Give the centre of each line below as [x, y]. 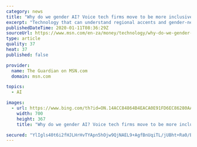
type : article [23, 38]
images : [16, 103]
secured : [17, 135]
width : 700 [30, 113]
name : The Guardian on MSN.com [50, 71]
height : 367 [31, 119]
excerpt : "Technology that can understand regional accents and [86, 22]
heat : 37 [17, 50]
